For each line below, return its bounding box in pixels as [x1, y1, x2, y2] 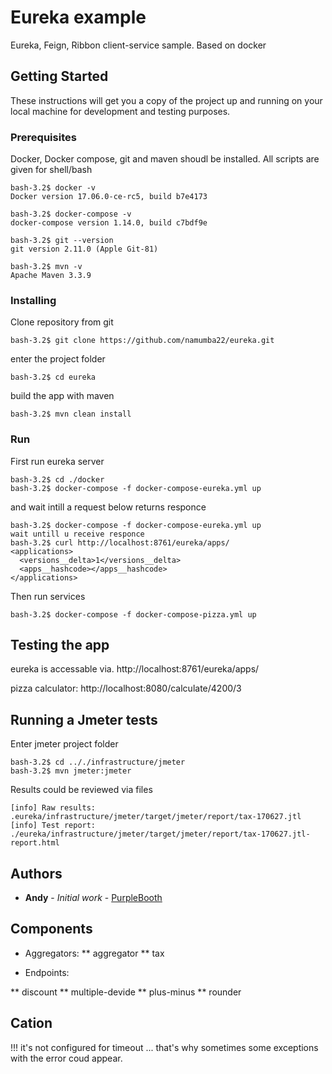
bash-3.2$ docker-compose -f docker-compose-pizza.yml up [10, 609, 257, 620]
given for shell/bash [10, 164, 93, 176]
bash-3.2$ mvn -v [10, 262, 83, 272]
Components [10, 921, 93, 938]
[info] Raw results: [10, 803, 97, 813]
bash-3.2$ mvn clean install [10, 409, 132, 420]
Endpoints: [24, 966, 70, 978]
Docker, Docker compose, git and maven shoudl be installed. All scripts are [10, 153, 320, 165]
